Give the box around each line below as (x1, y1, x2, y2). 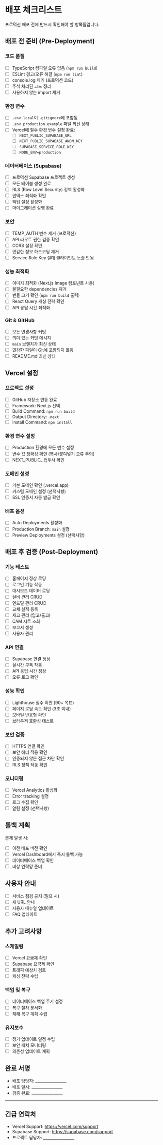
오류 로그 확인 (12, 674, 38, 680)
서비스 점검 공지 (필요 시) (12, 893, 60, 899)
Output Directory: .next (12, 414, 59, 420)
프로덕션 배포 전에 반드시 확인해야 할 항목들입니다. (5, 21, 100, 27)
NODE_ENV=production (19, 150, 61, 155)
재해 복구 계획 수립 (12, 1011, 48, 1016)
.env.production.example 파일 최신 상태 (12, 121, 90, 127)
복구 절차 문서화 (12, 1005, 42, 1011)
